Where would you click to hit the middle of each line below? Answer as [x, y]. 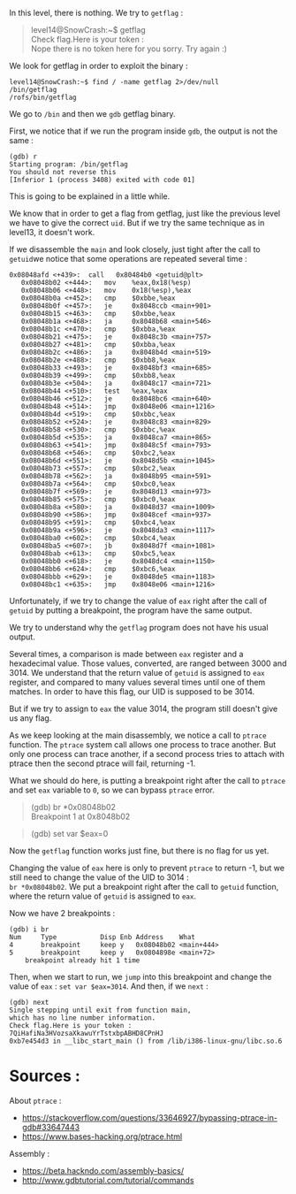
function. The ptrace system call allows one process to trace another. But [143, 745]
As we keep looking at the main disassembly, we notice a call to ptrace [138, 735]
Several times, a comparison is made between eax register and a [126, 654]
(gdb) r [23, 157]
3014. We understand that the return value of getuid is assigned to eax [137, 673]
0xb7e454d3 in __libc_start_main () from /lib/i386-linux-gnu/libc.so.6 [146, 1041]
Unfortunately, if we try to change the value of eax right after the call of [138, 601]
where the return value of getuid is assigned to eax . [103, 896]
